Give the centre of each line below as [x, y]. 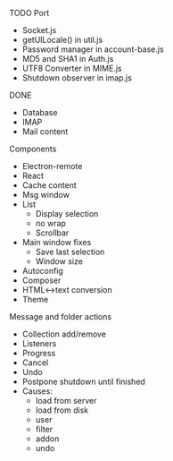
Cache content [49, 185]
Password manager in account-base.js [93, 49]
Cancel [35, 363]
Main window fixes [57, 242]
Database [40, 112]
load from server [66, 401]
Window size [59, 261]
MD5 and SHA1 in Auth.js [68, 59]
